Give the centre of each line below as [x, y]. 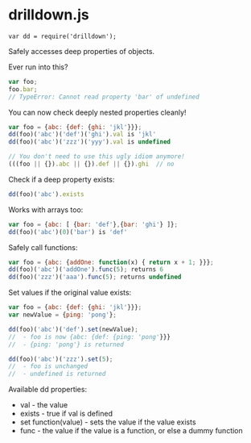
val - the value [44, 405]
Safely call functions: [43, 247]
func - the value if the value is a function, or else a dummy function [131, 431]
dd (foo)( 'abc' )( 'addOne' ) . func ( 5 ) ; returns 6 [86, 270]
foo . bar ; [23, 89]
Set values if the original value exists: [70, 293]
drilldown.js [49, 15]
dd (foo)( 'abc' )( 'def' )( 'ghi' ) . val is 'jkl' [82, 135]
